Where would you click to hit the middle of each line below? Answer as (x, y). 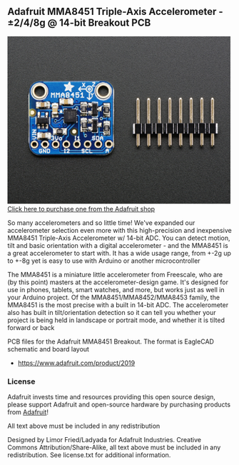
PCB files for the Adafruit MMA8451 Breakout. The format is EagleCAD (111, 341)
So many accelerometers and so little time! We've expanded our (101, 222)
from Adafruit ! (28, 412)
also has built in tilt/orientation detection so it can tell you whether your (112, 312)
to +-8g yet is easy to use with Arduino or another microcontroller (104, 261)
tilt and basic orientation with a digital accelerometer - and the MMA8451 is (118, 245)
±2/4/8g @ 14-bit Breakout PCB (79, 23)
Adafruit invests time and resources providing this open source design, (112, 397)
